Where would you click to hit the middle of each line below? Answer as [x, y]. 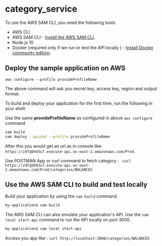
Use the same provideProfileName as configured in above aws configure [79, 118]
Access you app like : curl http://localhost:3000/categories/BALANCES [77, 238]
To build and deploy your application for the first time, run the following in [79, 103]
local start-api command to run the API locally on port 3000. [68, 220]
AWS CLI [21, 32]
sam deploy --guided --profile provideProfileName [58, 136]
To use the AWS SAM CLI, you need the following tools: [61, 22]
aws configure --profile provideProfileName [51, 79]
